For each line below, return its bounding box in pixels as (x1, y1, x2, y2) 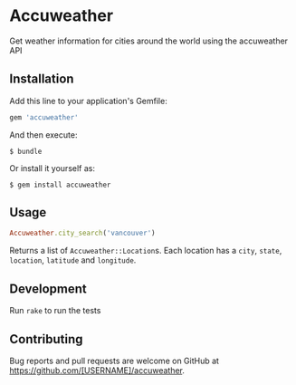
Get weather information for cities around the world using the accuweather (9, 35, 288, 46)
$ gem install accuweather (9, 180, 111, 189)
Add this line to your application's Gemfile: (9, 95, 167, 106)
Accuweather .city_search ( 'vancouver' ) (9, 228, 156, 238)
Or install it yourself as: (9, 162, 95, 173)
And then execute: (9, 129, 78, 140)
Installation (9, 72, 74, 87)
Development (9, 281, 88, 296)
